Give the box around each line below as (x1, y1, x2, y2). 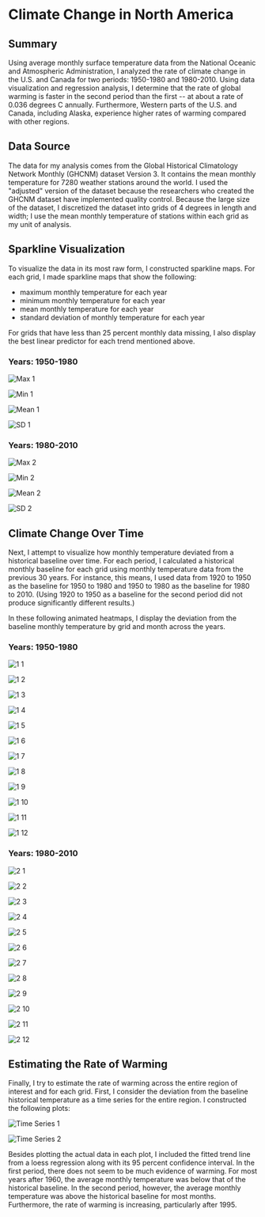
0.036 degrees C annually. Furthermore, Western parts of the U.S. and (8, 100, 237, 109)
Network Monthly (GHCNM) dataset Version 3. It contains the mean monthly (8, 169, 256, 179)
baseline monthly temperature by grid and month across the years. (8, 622, 225, 631)
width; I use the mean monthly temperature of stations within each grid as (8, 211, 249, 221)
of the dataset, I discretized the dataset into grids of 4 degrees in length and (8, 203, 257, 212)
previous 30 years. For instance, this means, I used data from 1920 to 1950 (8, 573, 252, 582)
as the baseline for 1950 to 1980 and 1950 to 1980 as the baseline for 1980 (8, 582, 251, 591)
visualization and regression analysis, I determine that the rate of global (8, 83, 241, 93)
